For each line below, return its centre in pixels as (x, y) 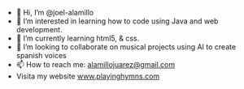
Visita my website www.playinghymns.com (88, 76)
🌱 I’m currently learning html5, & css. (78, 38)
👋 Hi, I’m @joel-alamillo (55, 13)
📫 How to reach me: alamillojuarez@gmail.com (96, 64)
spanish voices (41, 55)
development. (39, 30)
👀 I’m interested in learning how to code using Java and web (117, 21)
